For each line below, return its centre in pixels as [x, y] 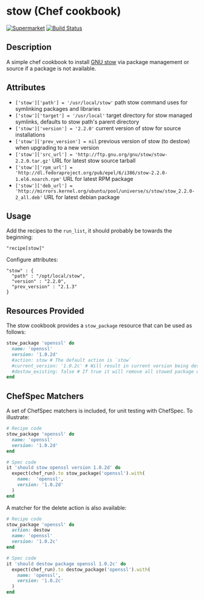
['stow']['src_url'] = [44, 154]
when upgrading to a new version [57, 147]
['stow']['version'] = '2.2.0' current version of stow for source [98, 128]
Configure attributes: [32, 259]
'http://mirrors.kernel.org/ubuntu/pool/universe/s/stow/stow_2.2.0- [105, 191]
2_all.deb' [29, 197]
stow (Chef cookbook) [64, 11]
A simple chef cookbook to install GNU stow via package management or [98, 62]
